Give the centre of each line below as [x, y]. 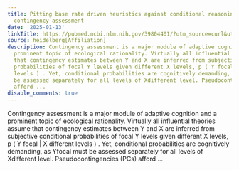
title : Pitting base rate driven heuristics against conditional [106, 14]
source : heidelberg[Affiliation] [57, 41]
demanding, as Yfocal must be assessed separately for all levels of [105, 152]
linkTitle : [23, 34]
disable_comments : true [43, 93]
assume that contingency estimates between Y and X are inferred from [111, 129]
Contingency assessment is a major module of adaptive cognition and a [112, 114]
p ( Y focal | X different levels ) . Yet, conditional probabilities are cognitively [118, 144]
